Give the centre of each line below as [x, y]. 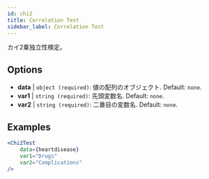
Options [25, 69]
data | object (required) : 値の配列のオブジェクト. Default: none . [109, 87]
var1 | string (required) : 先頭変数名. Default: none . [91, 96]
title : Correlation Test [43, 20]
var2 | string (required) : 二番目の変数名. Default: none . [98, 104]
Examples [29, 127]
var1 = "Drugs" [39, 156]
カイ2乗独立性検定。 [37, 47]
